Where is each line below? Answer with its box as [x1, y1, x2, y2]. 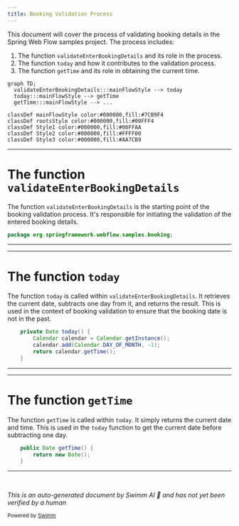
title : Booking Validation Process [7, 10, 113, 18]
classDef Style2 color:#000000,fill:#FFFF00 [7, 129, 142, 137]
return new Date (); [33, 451, 91, 458]
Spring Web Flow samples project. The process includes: [7, 37, 174, 46]
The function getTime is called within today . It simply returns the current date [7, 415, 232, 424]
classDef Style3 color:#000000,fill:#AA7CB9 [7, 136, 142, 143]
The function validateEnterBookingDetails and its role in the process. [17, 51, 223, 60]
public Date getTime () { [20, 444, 94, 451]
